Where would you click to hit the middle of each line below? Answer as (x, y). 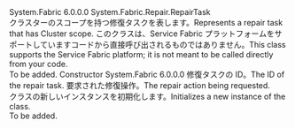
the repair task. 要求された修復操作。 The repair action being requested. (140, 85)
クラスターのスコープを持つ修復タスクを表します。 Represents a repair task (146, 23)
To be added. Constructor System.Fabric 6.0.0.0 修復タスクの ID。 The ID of (147, 74)
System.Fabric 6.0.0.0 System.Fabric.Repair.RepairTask (110, 12)
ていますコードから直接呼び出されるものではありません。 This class (163, 45)
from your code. (39, 64)
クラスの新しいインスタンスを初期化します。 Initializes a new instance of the (147, 96)
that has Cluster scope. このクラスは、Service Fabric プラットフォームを (142, 34)
